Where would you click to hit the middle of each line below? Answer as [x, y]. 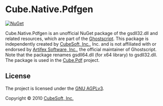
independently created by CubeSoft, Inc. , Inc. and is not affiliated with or [81, 44]
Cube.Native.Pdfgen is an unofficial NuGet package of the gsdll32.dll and [81, 33]
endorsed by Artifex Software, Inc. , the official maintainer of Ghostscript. [81, 49]
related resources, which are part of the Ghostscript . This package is [77, 39]
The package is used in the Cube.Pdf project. [52, 60]
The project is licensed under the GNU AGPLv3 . [55, 88]
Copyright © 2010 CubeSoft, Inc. [39, 98]
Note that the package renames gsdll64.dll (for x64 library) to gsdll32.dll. [81, 55]
